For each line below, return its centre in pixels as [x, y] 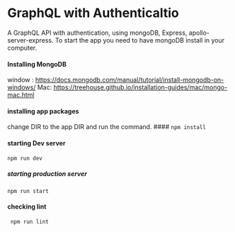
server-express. [31, 40]
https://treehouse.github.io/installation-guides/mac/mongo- [141, 87]
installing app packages [43, 111]
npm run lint [30, 221]
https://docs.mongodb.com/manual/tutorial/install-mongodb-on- [130, 80]
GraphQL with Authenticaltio [93, 13]
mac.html [21, 95]
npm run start [28, 191]
